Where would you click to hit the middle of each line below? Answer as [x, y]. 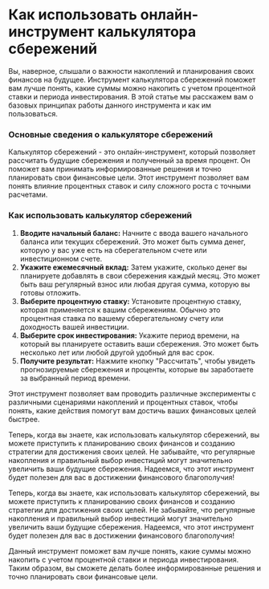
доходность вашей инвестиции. [74, 327]
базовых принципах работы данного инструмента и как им [110, 105]
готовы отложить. [50, 292]
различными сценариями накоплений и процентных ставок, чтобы [123, 402]
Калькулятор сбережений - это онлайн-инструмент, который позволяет [132, 152]
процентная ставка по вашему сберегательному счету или [121, 318]
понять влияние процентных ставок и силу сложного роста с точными [130, 186]
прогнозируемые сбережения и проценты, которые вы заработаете [137, 369]
